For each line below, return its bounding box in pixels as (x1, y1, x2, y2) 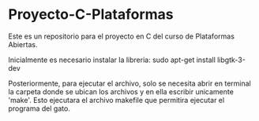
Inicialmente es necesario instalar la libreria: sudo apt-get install (8, 55, 216, 64)
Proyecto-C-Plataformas (8, 5, 174, 24)
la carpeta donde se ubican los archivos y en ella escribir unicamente (8, 86, 235, 96)
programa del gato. (8, 104, 71, 113)
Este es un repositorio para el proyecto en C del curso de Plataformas (8, 31, 235, 41)
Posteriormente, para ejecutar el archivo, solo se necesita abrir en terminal (8, 79, 251, 88)
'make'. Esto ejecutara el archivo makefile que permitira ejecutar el (8, 95, 225, 104)
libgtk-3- (216, 55, 246, 64)
